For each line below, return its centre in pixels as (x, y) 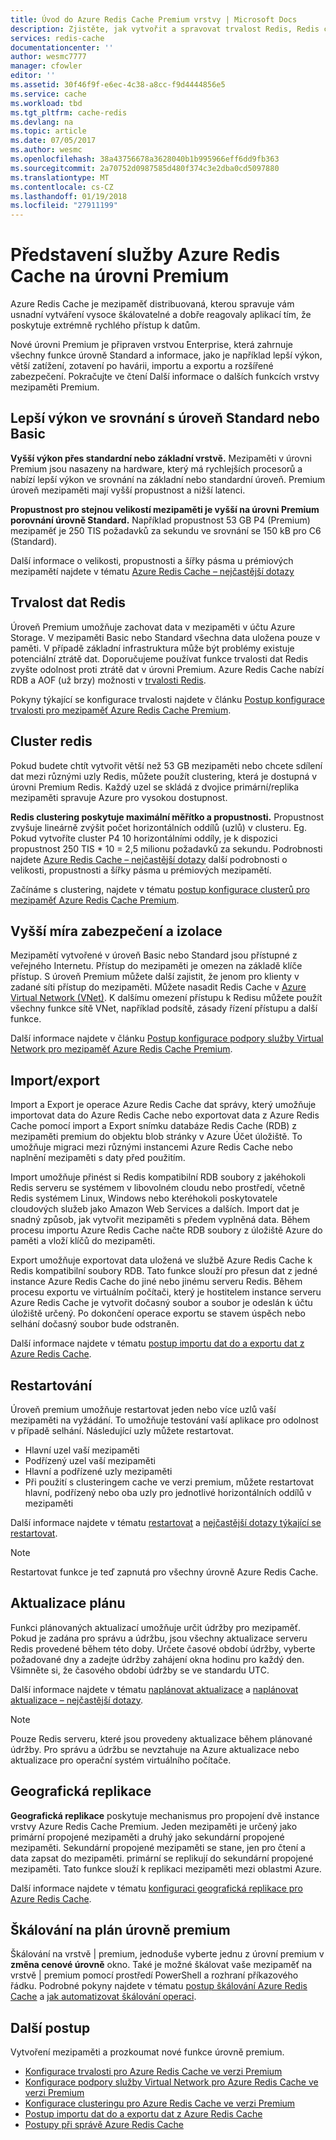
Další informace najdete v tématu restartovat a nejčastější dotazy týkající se (166, 1522)
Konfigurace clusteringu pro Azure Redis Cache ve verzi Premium (160, 2103)
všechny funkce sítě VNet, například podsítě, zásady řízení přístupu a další (164, 1008)
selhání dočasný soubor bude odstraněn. (95, 1324)
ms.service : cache (48, 94)
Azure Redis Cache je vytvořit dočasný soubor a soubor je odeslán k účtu (161, 1303)
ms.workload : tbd (46, 103)
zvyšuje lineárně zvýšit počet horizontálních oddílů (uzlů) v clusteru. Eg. (158, 827)
